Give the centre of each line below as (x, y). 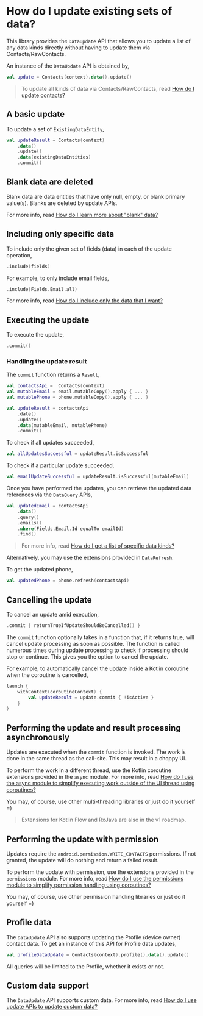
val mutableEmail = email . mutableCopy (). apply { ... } (77, 392)
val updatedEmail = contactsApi (47, 506)
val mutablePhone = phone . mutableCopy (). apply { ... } (77, 398)
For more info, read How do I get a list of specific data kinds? (98, 546)
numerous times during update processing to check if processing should (98, 650)
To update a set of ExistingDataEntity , (55, 129)
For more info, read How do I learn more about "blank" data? (82, 215)
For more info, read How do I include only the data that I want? (85, 301)
